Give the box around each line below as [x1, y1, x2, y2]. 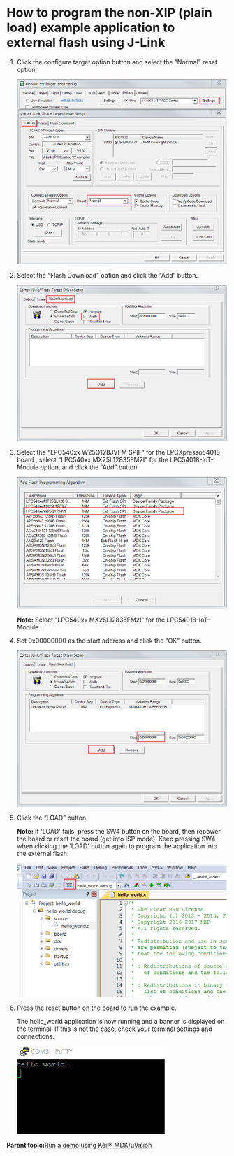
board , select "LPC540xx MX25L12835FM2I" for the [16, 456, 169, 464]
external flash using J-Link [6, 35, 166, 50]
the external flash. [16, 850, 69, 858]
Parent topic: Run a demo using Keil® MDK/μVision [6, 1141, 152, 1149]
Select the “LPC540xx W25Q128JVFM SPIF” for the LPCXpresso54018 [16, 448, 221, 457]
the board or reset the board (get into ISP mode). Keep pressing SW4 [16, 834, 216, 843]
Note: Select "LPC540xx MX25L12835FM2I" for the [16, 615, 166, 624]
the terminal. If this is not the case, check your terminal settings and [16, 1025, 212, 1033]
